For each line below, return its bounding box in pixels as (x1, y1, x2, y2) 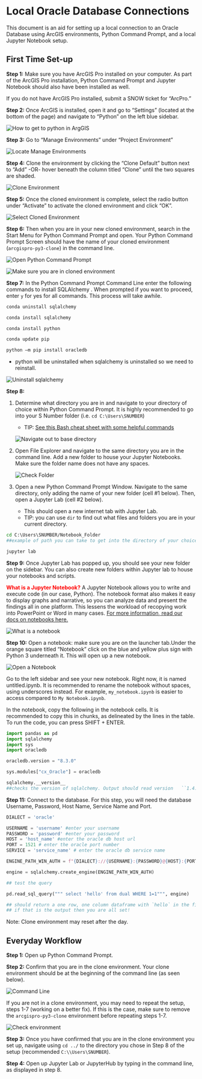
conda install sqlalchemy (6, 315, 71, 321)
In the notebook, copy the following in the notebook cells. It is (6, 705, 159, 713)
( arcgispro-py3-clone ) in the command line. (6, 244, 115, 251)
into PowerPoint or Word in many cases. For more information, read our (6, 609, 183, 616)
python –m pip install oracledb (6, 347, 87, 353)
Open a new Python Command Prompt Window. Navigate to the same (14, 483, 188, 491)
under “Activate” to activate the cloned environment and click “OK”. (6, 201, 173, 209)
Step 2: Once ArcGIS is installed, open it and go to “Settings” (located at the (6, 106, 194, 114)
